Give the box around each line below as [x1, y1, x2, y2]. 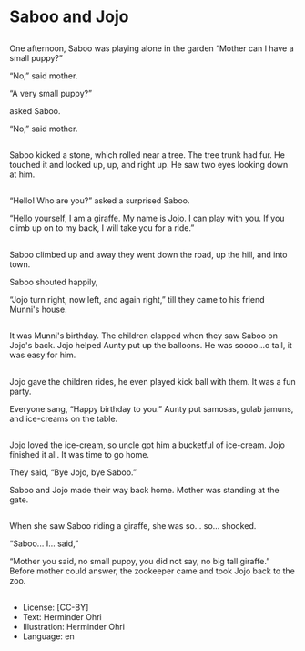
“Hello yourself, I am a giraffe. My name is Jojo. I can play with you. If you [9, 212, 285, 224]
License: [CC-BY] [22, 602, 89, 613]
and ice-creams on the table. [9, 413, 118, 424]
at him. [9, 169, 36, 180]
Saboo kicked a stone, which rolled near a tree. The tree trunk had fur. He [9, 149, 285, 160]
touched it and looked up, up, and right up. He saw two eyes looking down [9, 159, 289, 170]
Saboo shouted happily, [9, 276, 98, 287]
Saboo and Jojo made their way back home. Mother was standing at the [9, 484, 280, 495]
